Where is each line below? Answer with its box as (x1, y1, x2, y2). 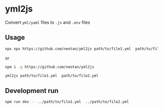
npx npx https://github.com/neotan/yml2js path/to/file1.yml (5, 46, 131, 51)
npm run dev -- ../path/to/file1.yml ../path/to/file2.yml (5, 99, 130, 105)
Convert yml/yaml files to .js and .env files (5, 19, 91, 25)
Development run (5, 86, 59, 95)
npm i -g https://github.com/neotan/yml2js (5, 64, 95, 69)
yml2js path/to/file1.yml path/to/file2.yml (5, 73, 98, 78)
